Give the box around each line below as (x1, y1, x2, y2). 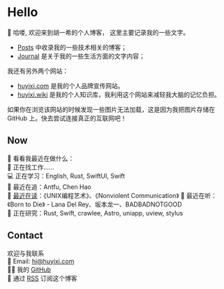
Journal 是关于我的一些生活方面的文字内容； (17, 52, 145, 60)
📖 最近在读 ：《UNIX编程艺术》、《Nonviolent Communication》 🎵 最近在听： (7, 191, 218, 199)
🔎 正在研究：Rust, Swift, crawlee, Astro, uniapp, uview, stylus (7, 209, 184, 217)
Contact (7, 230, 43, 241)
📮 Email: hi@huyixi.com (7, 257, 75, 265)
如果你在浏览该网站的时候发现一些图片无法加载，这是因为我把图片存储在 (7, 105, 215, 113)
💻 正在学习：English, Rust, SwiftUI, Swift (7, 171, 126, 180)
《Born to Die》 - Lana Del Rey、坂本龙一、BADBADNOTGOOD (7, 200, 183, 209)
